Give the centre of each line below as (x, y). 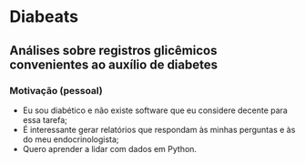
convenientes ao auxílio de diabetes (114, 64)
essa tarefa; (45, 119)
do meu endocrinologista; (71, 139)
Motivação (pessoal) (56, 90)
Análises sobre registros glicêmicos (113, 51)
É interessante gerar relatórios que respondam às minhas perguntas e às (159, 129)
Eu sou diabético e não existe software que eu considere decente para (155, 110)
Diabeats (44, 17)
